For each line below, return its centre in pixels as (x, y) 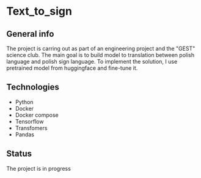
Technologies (33, 87)
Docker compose (37, 115)
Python (24, 102)
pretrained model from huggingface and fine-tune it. (72, 68)
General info (30, 34)
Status (19, 154)
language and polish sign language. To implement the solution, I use (92, 61)
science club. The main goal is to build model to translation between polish (100, 55)
